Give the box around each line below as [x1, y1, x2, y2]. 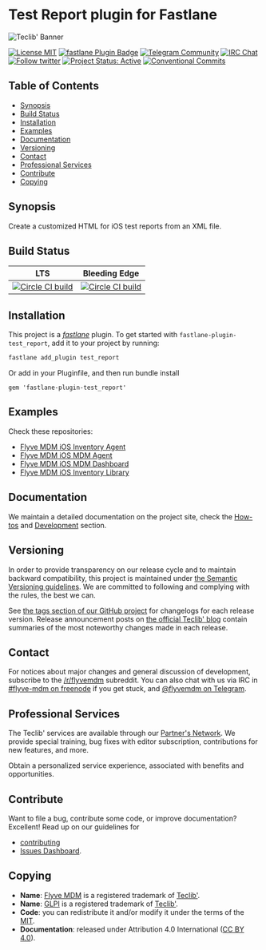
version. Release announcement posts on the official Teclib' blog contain [8, 614, 248, 624]
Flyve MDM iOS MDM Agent [19, 450, 113, 460]
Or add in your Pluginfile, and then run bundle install [8, 368, 180, 378]
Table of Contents [8, 79, 100, 93]
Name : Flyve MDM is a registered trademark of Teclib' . [19, 890, 200, 900]
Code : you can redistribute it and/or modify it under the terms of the [19, 907, 245, 916]
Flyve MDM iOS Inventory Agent [19, 442, 126, 451]
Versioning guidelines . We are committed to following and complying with [8, 582, 250, 591]
